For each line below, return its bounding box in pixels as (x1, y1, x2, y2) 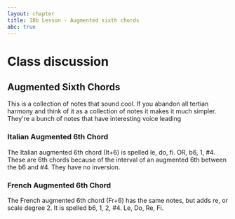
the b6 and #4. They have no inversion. (7, 162, 121, 171)
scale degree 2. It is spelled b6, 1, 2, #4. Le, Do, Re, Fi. (7, 204, 164, 212)
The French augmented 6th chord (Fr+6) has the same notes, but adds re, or (7, 196, 229, 204)
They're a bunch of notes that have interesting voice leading (7, 115, 181, 123)
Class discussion (7, 53, 109, 69)
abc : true (7, 23, 36, 30)
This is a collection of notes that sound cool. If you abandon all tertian (7, 99, 209, 108)
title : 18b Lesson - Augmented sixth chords (7, 17, 140, 24)
